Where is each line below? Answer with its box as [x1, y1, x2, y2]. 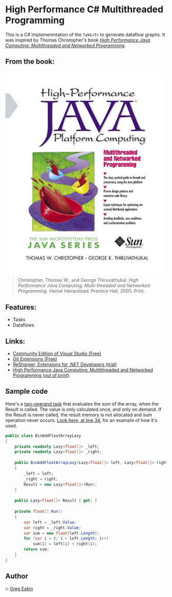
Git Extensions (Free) [12, 356, 57, 362]
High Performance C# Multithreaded [5, 4, 164, 15]
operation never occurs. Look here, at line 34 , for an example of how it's [5, 417, 158, 423]
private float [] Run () [14, 509, 63, 514]
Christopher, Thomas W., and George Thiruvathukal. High [17, 277, 139, 283]
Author [5, 572, 28, 581]
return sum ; [24, 547, 50, 552]
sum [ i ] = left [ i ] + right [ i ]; [32, 542, 97, 547]
